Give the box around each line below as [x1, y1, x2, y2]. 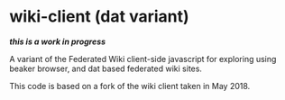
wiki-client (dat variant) [9, 6, 189, 27]
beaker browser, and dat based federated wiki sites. [9, 63, 203, 74]
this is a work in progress [9, 36, 106, 47]
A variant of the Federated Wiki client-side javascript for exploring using [9, 53, 277, 64]
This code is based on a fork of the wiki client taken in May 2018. [9, 80, 251, 91]
